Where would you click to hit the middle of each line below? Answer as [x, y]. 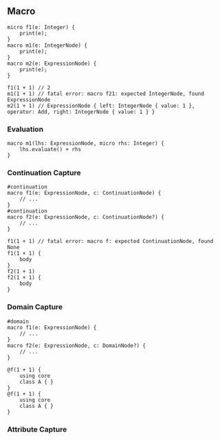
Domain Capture [35, 307]
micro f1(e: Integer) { [41, 27]
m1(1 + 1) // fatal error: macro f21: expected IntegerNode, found [106, 94]
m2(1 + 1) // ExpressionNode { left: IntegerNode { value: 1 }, [101, 106]
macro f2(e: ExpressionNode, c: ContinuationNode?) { [86, 217]
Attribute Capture [37, 429]
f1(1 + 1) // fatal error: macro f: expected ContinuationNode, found [110, 242]
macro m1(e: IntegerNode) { [47, 45]
